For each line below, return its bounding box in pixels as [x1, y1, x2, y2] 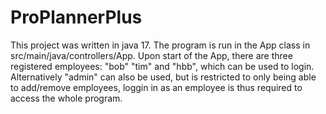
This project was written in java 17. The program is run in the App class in [10, 39, 311, 51]
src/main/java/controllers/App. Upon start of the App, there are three [10, 49, 293, 61]
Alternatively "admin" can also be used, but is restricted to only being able [10, 71, 317, 83]
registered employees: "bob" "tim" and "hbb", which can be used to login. [10, 60, 315, 72]
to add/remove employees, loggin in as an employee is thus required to [10, 81, 303, 93]
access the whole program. [10, 92, 123, 104]
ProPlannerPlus [10, 6, 143, 29]
